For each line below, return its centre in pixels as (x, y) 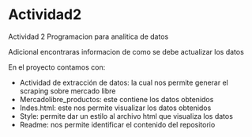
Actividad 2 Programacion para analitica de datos (88, 36)
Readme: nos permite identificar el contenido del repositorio (117, 124)
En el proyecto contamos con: (57, 67)
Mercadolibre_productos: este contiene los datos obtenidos (117, 99)
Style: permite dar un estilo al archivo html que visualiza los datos (126, 116)
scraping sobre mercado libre (68, 91)
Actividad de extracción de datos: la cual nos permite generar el (124, 82)
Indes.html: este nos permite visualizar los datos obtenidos (115, 108)
